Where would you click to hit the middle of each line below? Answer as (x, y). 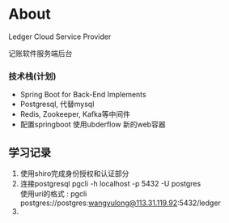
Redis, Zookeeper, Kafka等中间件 (75, 114)
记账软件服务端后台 (40, 53)
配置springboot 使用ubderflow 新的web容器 (93, 124)
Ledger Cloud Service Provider (60, 36)
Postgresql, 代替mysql (57, 104)
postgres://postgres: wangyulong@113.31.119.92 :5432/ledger (120, 203)
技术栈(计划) (32, 76)
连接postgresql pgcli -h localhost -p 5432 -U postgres (110, 184)
